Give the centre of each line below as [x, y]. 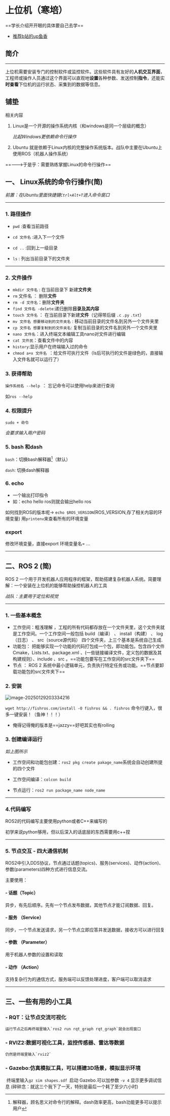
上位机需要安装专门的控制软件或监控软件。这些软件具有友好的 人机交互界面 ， [85, 71]
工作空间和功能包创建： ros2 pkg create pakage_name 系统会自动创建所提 [88, 762]
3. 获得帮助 [19, 374]
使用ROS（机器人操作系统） [41, 154]
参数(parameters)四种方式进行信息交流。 [48, 869]
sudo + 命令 [17, 423]
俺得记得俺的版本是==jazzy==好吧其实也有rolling [63, 725]
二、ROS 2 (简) [28, 566]
